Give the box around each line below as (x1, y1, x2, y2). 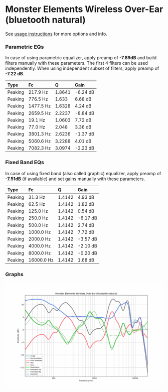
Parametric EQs (5, 43, 44, 50)
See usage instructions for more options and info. (5, 31, 108, 37)
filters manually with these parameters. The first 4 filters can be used (5, 60, 148, 66)
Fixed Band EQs (5, 159, 44, 166)
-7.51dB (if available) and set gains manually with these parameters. (5, 176, 145, 182)
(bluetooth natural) (5, 14, 86, 26)
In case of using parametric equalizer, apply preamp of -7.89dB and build (5, 55, 157, 61)
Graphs (5, 271, 24, 278)
